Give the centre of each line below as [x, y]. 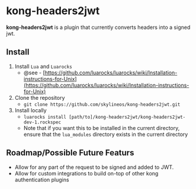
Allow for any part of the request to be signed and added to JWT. [94, 167]
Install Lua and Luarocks [43, 66]
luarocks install [45, 117]
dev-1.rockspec [42, 122]
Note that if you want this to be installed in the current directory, [102, 128]
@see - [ [34, 73]
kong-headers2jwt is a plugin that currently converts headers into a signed [98, 27]
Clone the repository [40, 97]
